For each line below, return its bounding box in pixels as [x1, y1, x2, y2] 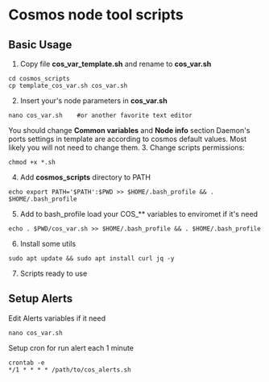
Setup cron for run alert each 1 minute [8, 343, 134, 352]
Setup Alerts [8, 292, 73, 305]
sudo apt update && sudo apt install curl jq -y [8, 255, 175, 263]
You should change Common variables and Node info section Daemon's [8, 126, 250, 135]
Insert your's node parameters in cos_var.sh [19, 96, 168, 106]
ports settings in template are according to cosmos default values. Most [8, 135, 247, 143]
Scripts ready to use [19, 268, 88, 278]
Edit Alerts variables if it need [8, 313, 106, 323]
